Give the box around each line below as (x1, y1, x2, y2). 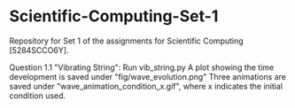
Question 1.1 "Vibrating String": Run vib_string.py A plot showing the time (9, 62, 275, 73)
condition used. (9, 90, 66, 101)
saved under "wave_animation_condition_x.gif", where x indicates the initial (9, 81, 283, 91)
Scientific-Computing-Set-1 (9, 6, 219, 27)
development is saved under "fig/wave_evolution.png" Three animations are (9, 71, 286, 81)
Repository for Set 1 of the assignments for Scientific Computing (9, 35, 244, 46)
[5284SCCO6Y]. (9, 44, 69, 55)
